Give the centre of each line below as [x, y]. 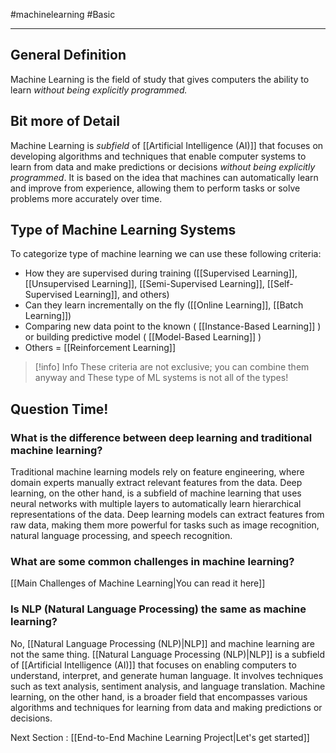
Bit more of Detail [65, 121]
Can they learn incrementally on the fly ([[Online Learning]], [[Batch [164, 305]
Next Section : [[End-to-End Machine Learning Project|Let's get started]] [160, 737]
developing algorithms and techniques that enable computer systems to [158, 156]
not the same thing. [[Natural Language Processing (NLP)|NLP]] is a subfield [168, 654]
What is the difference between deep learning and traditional [161, 437]
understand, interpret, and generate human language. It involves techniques [167, 675]
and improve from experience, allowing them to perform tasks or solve [155, 188]
